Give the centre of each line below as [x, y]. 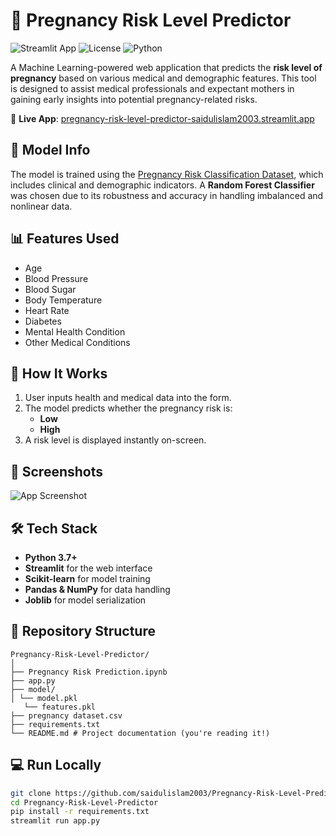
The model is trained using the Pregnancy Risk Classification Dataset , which [167, 174]
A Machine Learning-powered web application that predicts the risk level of [166, 67]
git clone [31, 793]
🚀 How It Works [59, 373]
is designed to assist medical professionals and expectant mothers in [152, 88]
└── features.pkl [60, 707]
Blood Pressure [56, 278]
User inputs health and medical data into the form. [128, 398]
